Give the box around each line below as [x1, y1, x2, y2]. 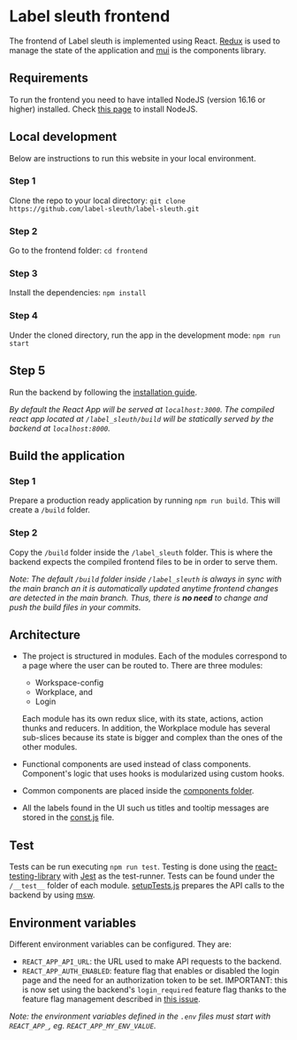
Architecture [9, 627, 81, 642]
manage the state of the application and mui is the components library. [9, 44, 267, 55]
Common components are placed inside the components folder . [21, 786, 255, 796]
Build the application [9, 448, 126, 463]
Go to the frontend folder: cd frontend [9, 246, 148, 256]
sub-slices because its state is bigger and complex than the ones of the [21, 732, 283, 743]
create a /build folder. [9, 504, 91, 515]
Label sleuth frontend [9, 6, 171, 27]
